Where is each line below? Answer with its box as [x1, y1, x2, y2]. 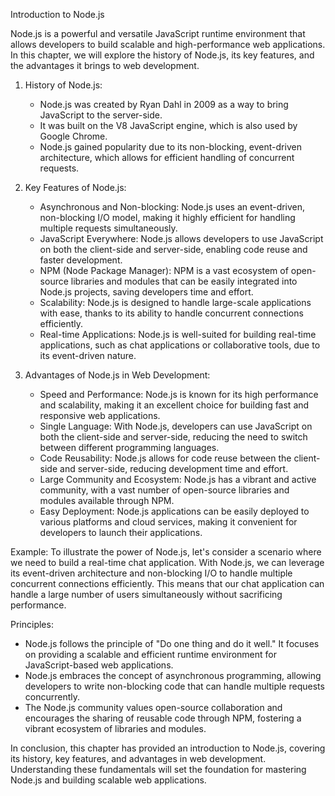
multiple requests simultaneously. [39, 222, 178, 234]
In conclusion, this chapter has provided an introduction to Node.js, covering [10, 742, 326, 754]
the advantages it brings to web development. [10, 60, 200, 71]
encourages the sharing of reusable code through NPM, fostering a [24, 712, 302, 724]
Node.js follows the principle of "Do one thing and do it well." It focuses [24, 638, 320, 649]
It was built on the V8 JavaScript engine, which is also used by [39, 120, 298, 131]
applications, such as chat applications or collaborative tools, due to [39, 339, 321, 351]
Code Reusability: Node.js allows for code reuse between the [39, 452, 292, 464]
